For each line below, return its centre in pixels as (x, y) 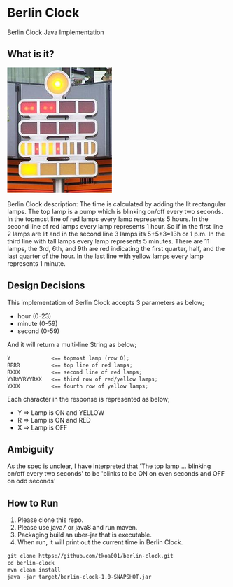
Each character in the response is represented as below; (89, 399)
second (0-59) (38, 331)
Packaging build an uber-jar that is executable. (84, 535)
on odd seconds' (31, 481)
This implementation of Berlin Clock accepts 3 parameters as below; (106, 302)
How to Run (33, 503)
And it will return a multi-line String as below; (72, 344)
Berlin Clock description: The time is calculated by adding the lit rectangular (116, 204)
